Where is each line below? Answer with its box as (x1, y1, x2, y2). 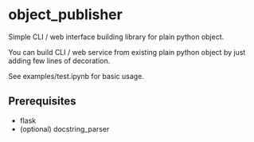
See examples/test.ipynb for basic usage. (8, 71, 145, 81)
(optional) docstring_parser (19, 124, 110, 133)
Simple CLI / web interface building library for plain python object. (8, 32, 225, 41)
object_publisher (8, 6, 123, 24)
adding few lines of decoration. (8, 56, 111, 65)
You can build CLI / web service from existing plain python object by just (8, 47, 246, 57)
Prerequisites (8, 94, 76, 108)
